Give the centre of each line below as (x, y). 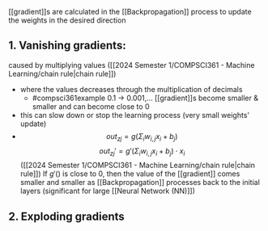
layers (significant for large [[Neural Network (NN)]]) (108, 191)
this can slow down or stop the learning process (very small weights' (134, 115)
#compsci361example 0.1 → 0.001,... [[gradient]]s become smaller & (145, 98)
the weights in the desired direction (67, 20)
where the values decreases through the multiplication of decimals (131, 89)
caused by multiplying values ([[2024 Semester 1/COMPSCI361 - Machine (132, 65)
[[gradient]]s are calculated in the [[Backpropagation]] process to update (130, 12)
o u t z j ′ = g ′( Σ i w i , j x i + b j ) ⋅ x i (142, 151)
